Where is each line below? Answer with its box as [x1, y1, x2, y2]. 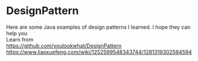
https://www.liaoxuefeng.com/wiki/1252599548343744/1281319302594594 [6, 48, 192, 55]
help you [6, 29, 28, 36]
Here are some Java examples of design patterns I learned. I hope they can [6, 23, 191, 30]
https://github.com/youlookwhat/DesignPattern [6, 42, 122, 49]
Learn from [6, 36, 34, 43]
